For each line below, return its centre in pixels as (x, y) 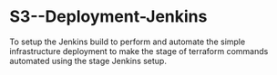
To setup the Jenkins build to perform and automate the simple (128, 42)
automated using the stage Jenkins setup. (88, 61)
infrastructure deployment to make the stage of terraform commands (139, 51)
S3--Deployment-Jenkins (108, 17)
